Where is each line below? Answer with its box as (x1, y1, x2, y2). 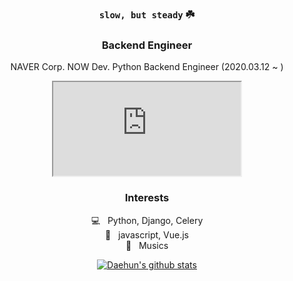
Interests (124, 191, 170, 205)
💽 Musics (125, 239, 169, 251)
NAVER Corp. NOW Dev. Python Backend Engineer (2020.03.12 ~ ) (10, 61, 284, 73)
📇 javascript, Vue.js (105, 228, 189, 241)
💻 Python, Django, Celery (90, 214, 204, 226)
